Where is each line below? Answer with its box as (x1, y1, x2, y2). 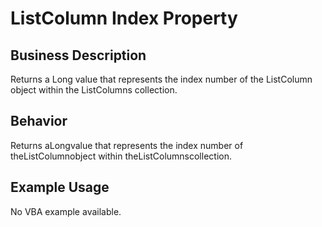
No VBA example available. (10, 205, 122, 217)
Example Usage (10, 179, 110, 196)
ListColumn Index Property (10, 7, 238, 30)
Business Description (10, 47, 147, 64)
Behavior (10, 113, 68, 130)
